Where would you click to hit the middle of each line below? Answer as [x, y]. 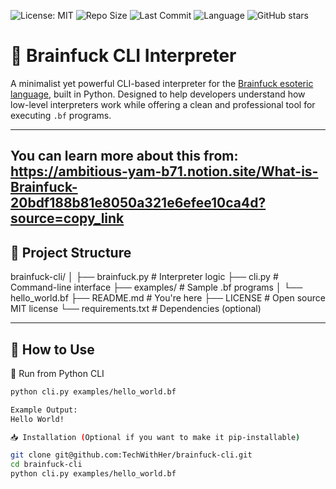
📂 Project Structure [71, 252]
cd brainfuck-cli [46, 465]
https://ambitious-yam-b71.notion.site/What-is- [164, 171]
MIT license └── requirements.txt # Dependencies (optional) [136, 309]
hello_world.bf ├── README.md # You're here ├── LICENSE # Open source [168, 298]
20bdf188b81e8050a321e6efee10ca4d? [138, 203]
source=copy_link [67, 218]
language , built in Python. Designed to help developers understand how [158, 94]
